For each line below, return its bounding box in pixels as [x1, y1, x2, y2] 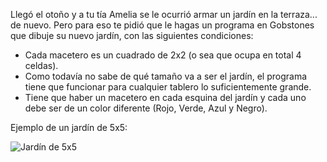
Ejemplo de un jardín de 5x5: [10, 122, 128, 133]
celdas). [24, 60, 59, 71]
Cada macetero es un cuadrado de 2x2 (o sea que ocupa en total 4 [24, 49, 302, 61]
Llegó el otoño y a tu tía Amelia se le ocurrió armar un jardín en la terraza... [10, 9, 318, 20]
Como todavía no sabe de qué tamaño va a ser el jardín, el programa [24, 70, 308, 82]
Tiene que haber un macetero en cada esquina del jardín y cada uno [24, 92, 307, 103]
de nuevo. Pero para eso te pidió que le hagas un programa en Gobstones [10, 19, 315, 31]
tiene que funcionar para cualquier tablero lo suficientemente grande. [24, 81, 312, 93]
